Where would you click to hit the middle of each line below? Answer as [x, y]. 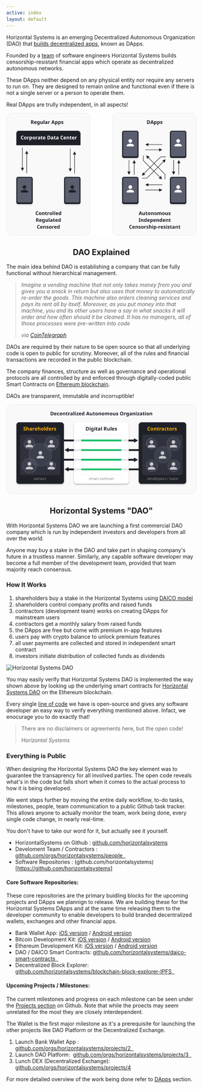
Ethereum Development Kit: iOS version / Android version [86, 946]
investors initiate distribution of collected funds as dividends [90, 655]
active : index [24, 13]
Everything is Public [36, 756]
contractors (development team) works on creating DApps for [92, 611]
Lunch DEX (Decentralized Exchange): [62, 1061]
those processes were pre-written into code [76, 323]
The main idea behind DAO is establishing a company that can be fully [93, 267]
